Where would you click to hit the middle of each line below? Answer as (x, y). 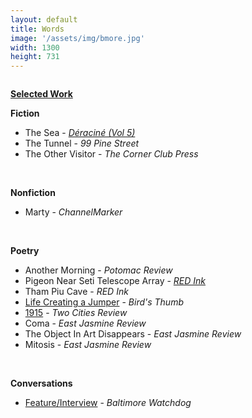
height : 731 (35, 57)
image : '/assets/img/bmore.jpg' (77, 38)
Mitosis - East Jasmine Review (88, 345)
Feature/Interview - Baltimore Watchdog (108, 403)
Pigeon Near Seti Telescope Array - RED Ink (115, 281)
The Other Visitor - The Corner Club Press (111, 154)
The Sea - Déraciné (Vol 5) (80, 133)
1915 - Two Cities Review (76, 313)
